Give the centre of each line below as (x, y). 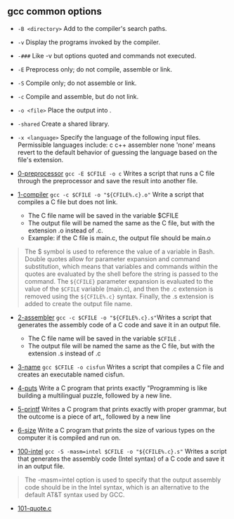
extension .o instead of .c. (65, 230)
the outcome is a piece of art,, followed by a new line (94, 416)
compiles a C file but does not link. (67, 202)
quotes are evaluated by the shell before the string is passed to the (121, 274)
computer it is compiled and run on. (69, 438)
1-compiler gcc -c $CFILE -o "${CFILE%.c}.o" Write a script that (111, 194)
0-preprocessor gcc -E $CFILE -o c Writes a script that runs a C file (116, 173)
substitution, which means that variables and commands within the (121, 266)
